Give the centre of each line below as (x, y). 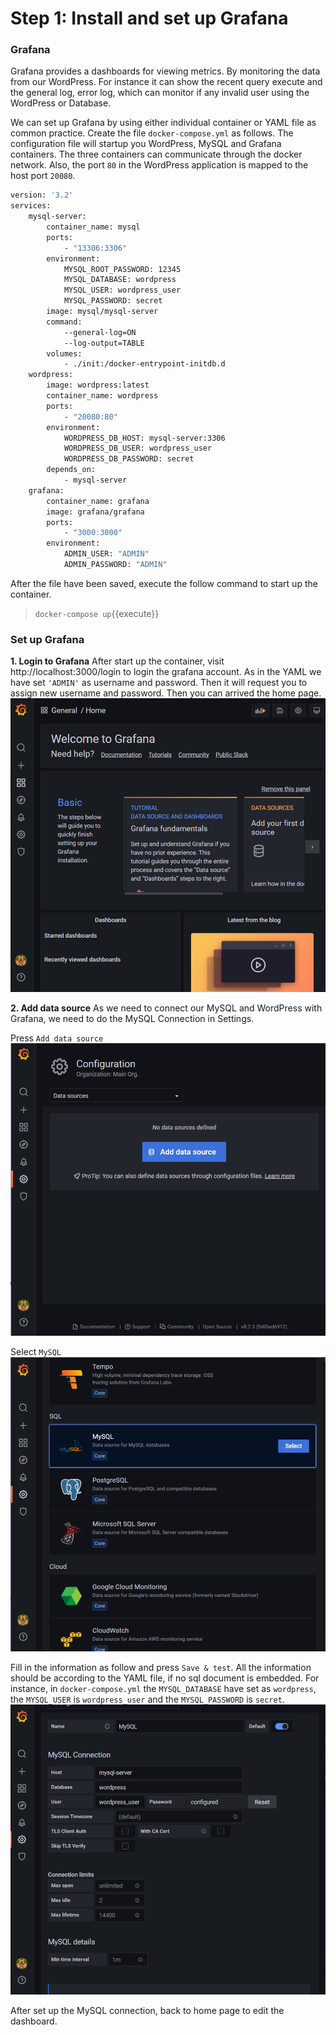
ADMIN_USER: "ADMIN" (106, 554)
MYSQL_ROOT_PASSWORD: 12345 (122, 269)
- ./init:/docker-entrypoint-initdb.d (144, 364)
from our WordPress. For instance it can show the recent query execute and (166, 82)
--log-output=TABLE (104, 343)
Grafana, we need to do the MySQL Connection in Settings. (132, 1018)
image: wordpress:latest (98, 385)
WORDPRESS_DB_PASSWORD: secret (129, 459)
